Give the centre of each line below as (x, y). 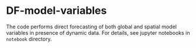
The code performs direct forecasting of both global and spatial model (92, 27)
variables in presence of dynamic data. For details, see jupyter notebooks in (98, 32)
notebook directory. (29, 39)
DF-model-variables (57, 11)
